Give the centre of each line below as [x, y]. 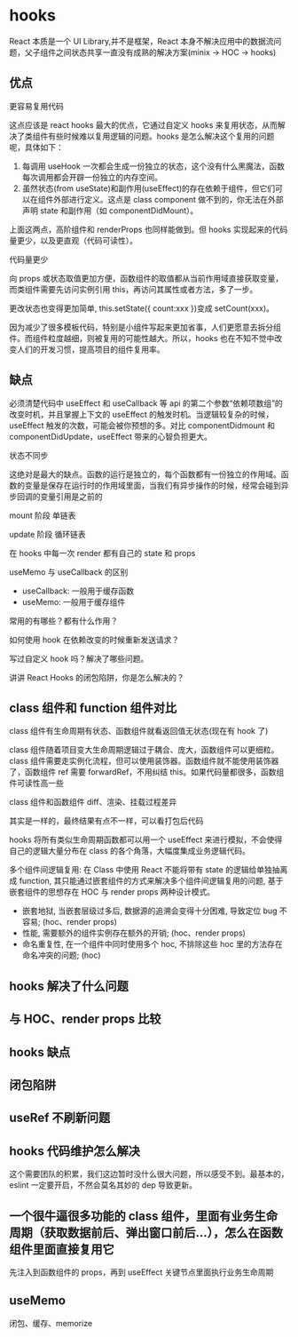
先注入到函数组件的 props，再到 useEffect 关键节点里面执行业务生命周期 [141, 1272]
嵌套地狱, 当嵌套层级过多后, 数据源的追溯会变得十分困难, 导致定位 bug [149, 911]
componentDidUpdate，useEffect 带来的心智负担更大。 [111, 436]
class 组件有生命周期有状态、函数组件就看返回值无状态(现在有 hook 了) [139, 731]
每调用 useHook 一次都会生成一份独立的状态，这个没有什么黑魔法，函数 [153, 166]
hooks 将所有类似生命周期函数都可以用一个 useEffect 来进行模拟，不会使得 [146, 840]
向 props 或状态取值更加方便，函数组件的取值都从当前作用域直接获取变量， [146, 278]
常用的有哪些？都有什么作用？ [63, 621]
